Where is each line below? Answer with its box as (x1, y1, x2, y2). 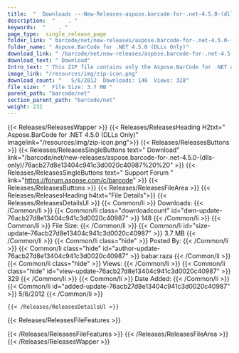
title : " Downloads (7, 10, 72, 18)
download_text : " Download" (7, 57, 91, 64)
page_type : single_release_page (7, 30, 107, 38)
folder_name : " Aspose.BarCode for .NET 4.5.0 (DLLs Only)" (7, 44, 190, 51)
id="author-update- (102, 244, 160, 252)
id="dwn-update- (171, 206, 223, 215)
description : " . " (7, 17, 78, 24)
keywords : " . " (7, 24, 69, 31)
